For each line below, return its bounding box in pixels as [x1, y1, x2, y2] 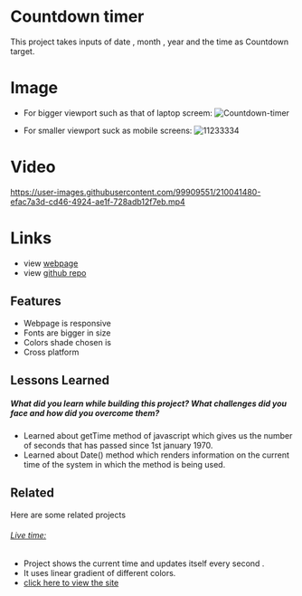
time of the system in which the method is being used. [23, 459, 226, 469]
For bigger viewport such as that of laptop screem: [23, 107, 213, 118]
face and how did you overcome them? [10, 407, 160, 418]
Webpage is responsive [23, 317, 111, 328]
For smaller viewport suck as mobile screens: [23, 125, 193, 136]
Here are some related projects [10, 509, 126, 520]
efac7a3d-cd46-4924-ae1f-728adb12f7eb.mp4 [10, 196, 186, 207]
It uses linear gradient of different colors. [23, 567, 176, 578]
